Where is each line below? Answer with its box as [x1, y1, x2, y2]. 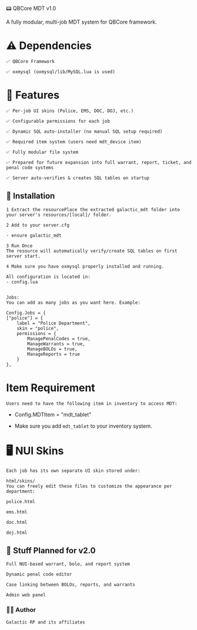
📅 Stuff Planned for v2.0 [6, 545, 96, 556]
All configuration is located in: [6, 274, 91, 280]
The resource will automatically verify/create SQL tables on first [6, 248, 178, 254]
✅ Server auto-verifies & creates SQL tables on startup [6, 175, 150, 181]
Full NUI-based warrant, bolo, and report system [6, 561, 131, 567]
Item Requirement [6, 381, 95, 394]
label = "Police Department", [16, 320, 91, 326]
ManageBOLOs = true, [27, 346, 78, 352]
